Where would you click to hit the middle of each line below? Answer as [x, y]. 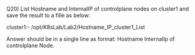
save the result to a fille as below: [48, 15]
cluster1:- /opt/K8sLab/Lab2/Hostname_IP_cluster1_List [76, 27]
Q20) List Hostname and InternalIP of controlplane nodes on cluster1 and [97, 9]
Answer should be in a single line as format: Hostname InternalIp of [90, 39]
